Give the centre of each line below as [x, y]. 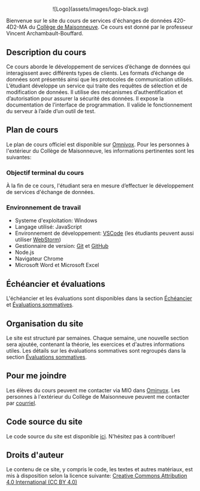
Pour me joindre [37, 376]
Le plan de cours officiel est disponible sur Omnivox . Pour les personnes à [98, 144]
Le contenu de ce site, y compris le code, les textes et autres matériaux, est [100, 469]
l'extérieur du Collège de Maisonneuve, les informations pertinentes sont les [100, 151]
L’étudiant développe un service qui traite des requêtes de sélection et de [97, 86]
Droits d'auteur [35, 455]
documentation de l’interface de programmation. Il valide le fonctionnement [99, 105]
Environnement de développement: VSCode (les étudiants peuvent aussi [104, 234]
